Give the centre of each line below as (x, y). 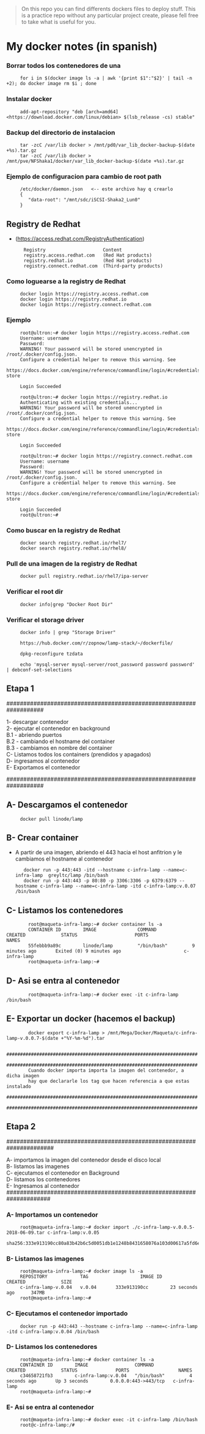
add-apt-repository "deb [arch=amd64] (69, 112)
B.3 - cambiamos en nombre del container (59, 748)
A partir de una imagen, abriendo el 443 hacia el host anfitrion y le (99, 853)
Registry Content (73, 250)
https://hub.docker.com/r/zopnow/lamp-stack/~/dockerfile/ (96, 643)
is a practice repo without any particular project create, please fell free (110, 15)
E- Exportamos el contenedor (43, 767)
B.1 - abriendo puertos (34, 734)
